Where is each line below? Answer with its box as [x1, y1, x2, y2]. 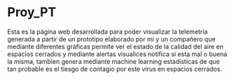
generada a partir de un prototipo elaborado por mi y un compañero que [7, 34, 216, 43]
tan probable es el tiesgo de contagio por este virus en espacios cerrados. [7, 65, 223, 73]
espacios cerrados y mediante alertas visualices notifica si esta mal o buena [7, 50, 228, 58]
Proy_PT [7, 4, 57, 20]
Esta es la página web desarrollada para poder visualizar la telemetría [7, 27, 208, 36]
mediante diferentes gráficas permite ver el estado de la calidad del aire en [7, 42, 224, 51]
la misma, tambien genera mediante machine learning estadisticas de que [7, 57, 220, 65]
